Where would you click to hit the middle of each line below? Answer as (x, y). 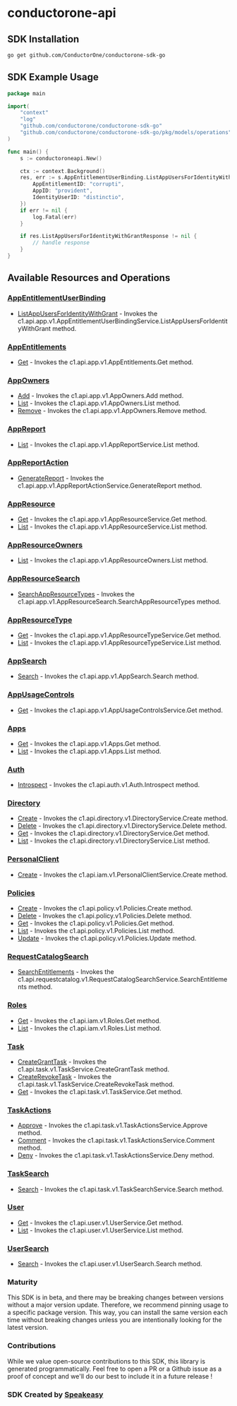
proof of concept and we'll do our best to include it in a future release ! (110, 1376)
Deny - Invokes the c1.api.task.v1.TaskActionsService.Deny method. (116, 1155)
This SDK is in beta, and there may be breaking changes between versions (116, 1297)
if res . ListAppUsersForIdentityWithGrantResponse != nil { (109, 236)
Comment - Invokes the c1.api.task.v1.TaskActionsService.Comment (116, 1141)
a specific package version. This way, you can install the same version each (117, 1312)
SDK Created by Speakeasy (55, 1394)
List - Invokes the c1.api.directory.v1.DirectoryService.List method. (114, 841)
